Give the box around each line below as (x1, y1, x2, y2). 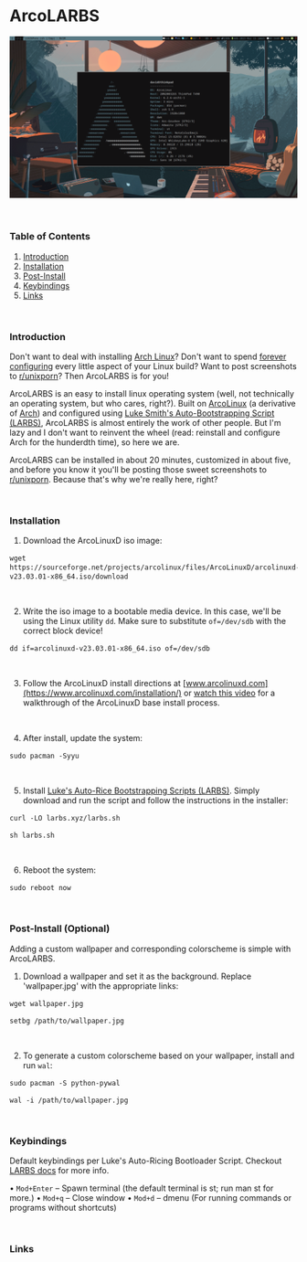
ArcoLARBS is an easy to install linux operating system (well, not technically (9, 388, 295, 399)
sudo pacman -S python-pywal (9, 1078, 121, 1087)
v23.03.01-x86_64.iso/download (9, 572, 129, 581)
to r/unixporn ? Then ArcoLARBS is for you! (9, 371, 169, 382)
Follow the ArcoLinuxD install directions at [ (22, 678, 186, 689)
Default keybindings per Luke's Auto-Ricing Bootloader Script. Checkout (9, 1155, 282, 1166)
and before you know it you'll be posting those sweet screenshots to (9, 464, 268, 475)
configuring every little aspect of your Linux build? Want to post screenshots (9, 361, 297, 372)
